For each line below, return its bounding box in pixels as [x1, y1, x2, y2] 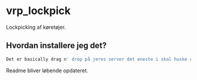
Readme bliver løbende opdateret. [6, 66, 89, 74]
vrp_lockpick [6, 4, 71, 18]
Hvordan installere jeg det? [6, 41, 107, 51]
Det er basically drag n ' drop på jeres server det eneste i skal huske [6, 56, 188, 62]
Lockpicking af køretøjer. [6, 24, 66, 31]
